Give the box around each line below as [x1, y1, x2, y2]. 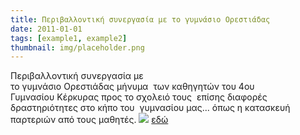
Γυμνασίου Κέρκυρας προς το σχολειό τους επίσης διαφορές [10, 91, 268, 103]
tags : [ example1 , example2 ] [10, 33, 128, 43]
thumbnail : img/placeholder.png [10, 42, 145, 53]
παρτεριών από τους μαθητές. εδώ [10, 114, 169, 126]
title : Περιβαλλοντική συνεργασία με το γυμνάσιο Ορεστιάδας [10, 14, 271, 25]
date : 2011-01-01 [10, 24, 83, 34]
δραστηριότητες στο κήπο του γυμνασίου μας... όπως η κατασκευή [10, 102, 291, 114]
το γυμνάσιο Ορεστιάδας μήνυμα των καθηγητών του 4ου [10, 81, 255, 93]
